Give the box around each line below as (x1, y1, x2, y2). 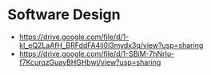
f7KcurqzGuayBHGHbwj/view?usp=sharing (18, 57, 161, 67)
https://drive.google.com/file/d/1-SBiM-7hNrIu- (18, 49, 175, 58)
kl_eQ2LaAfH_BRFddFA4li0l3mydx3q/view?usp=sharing (18, 40, 204, 49)
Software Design (7, 6, 121, 24)
